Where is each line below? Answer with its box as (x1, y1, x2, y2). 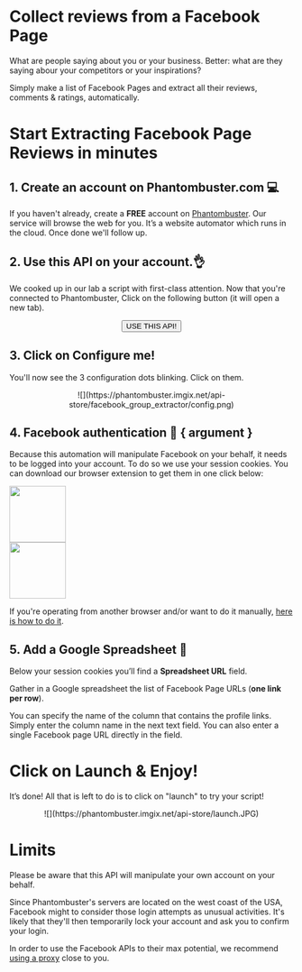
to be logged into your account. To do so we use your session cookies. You (9, 458, 288, 470)
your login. (9, 926, 50, 937)
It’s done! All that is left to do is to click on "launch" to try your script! (9, 791, 264, 802)
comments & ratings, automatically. (9, 92, 140, 103)
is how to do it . (9, 616, 65, 627)
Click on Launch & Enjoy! (9, 761, 198, 782)
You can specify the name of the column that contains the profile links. (9, 711, 272, 721)
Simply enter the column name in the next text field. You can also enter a (9, 720, 279, 731)
